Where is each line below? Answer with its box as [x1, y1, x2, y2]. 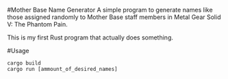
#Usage [7, 47, 29, 54]
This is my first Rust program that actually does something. [7, 33, 173, 42]
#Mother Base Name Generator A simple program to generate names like [7, 6, 214, 14]
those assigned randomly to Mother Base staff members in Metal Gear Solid [7, 13, 221, 21]
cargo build [7, 60, 41, 67]
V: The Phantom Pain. [7, 20, 68, 28]
